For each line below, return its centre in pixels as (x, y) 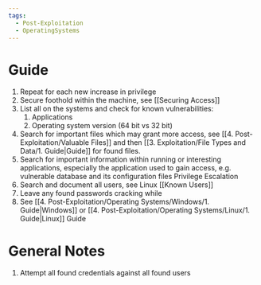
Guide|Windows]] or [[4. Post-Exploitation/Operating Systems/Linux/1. (135, 210)
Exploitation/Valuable (55, 142)
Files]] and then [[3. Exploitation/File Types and (169, 142)
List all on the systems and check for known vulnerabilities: (117, 109)
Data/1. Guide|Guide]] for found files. (80, 151)
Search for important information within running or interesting (120, 159)
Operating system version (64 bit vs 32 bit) (102, 126)
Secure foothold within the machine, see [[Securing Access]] (120, 100)
